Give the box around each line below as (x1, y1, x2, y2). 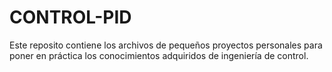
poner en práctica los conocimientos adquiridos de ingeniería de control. (9, 49, 309, 61)
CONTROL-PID (9, 6, 132, 29)
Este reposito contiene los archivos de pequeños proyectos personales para (9, 39, 323, 51)
